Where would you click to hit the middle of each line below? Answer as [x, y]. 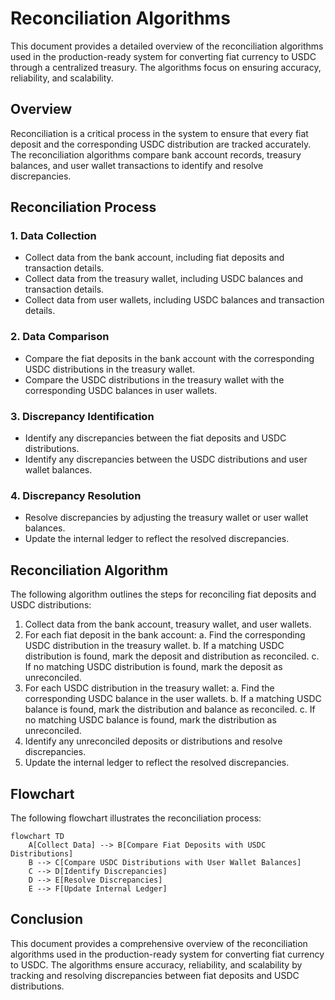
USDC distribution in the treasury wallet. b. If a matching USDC [154, 646]
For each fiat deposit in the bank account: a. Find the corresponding [165, 635]
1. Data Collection [53, 236]
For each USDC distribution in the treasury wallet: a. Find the [149, 688]
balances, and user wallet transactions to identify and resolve [137, 165]
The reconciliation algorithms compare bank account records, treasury [156, 154]
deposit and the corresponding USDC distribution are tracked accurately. [161, 144]
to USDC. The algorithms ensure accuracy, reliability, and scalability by [156, 964]
